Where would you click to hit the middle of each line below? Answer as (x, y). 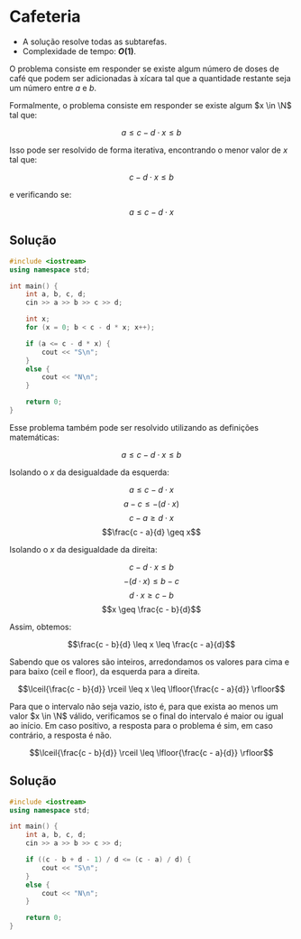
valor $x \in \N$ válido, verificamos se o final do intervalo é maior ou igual (146, 716)
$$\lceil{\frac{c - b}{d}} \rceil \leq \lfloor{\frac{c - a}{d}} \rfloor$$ (151, 752)
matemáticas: (35, 437)
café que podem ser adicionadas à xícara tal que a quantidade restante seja (150, 78)
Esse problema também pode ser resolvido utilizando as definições (134, 427)
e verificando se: (41, 194)
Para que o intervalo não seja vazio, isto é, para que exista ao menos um (144, 706)
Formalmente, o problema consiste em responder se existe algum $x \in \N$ (150, 105)
